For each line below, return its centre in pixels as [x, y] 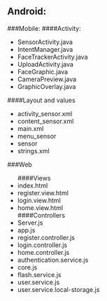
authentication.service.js [53, 260]
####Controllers [41, 215]
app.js [26, 230]
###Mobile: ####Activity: [44, 28]
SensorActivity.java [45, 42]
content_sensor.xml [45, 121]
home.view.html [40, 208]
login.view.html [39, 200]
